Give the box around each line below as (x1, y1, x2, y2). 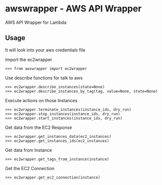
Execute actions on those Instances (5, 97, 78, 103)
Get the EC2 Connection (5, 165, 55, 171)
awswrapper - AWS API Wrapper (5, 3, 142, 14)
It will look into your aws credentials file (5, 47, 85, 53)
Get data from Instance (5, 147, 52, 153)
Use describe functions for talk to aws (5, 75, 83, 81)
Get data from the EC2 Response (5, 124, 73, 130)
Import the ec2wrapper (5, 57, 52, 62)
